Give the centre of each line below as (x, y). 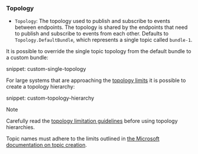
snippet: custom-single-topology (46, 69)
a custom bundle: (27, 58)
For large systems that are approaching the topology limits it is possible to (96, 80)
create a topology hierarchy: (40, 87)
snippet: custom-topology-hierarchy (50, 98)
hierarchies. (21, 127)
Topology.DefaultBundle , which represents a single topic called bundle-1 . (103, 40)
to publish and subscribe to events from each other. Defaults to (92, 34)
